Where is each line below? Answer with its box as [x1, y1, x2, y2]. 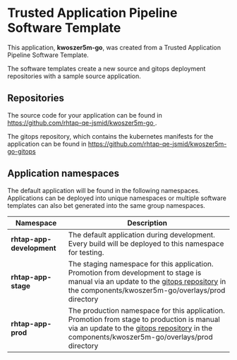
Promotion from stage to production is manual [68, 314, 220, 324]
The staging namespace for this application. [68, 259, 214, 268]
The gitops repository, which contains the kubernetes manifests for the [7, 132, 214, 140]
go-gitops [7, 147, 37, 156]
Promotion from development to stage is [68, 268, 202, 278]
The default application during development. [68, 230, 215, 240]
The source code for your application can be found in [7, 111, 162, 119]
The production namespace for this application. [68, 305, 226, 315]
